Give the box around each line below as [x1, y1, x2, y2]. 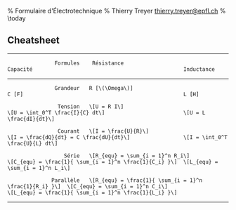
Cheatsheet [7, 34, 60, 46]
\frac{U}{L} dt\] [7, 140, 58, 147]
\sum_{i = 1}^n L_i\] [7, 164, 71, 171]
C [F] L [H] [7, 91, 199, 98]
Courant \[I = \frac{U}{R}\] [57, 127, 150, 135]
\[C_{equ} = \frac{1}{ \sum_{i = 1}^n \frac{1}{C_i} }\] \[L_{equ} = [7, 158, 218, 165]
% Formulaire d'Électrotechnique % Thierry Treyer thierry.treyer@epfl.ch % [7, 7, 226, 15]
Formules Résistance [54, 60, 124, 67]
